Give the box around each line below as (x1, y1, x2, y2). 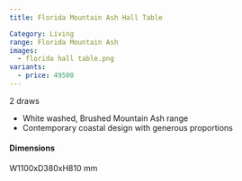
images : (9, 46, 39, 55)
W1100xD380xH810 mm (9, 163, 98, 174)
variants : (9, 63, 47, 72)
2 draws (9, 95, 40, 106)
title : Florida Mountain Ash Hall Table (9, 13, 164, 22)
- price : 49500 (17, 71, 75, 81)
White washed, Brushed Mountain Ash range (22, 113, 189, 124)
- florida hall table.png (17, 55, 115, 64)
